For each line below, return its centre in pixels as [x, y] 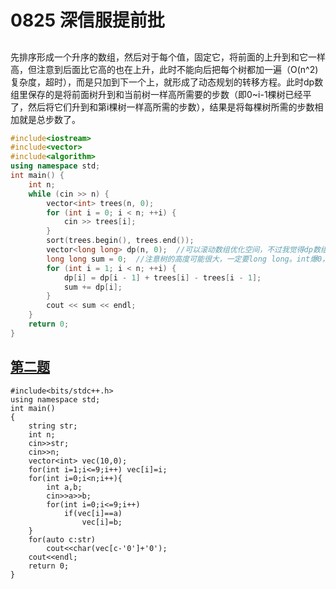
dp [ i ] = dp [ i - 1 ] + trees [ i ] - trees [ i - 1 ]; [162, 277]
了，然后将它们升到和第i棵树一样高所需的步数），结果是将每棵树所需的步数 [162, 107]
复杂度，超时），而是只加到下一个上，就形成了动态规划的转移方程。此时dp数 [167, 82]
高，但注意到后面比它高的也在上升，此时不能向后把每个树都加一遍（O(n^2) [164, 69]
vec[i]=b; [102, 522]
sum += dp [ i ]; [93, 287]
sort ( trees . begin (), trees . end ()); [120, 241]
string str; [53, 426]
